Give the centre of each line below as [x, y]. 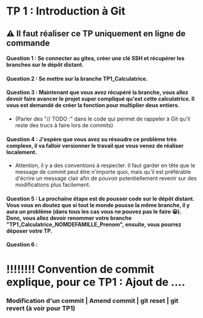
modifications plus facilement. [53, 185]
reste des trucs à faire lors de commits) [64, 125]
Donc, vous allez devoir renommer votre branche [69, 218]
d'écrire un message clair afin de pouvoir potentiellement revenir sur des [106, 178]
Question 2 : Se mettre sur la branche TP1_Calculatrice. [77, 78]
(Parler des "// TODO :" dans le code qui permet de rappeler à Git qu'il [102, 119]
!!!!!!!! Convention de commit [80, 269]
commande [28, 43]
